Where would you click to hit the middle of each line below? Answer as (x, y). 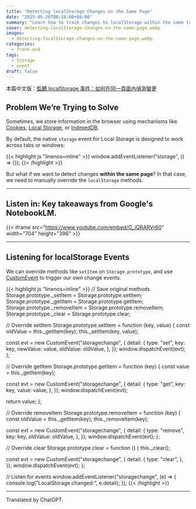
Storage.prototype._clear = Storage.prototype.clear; (69, 314)
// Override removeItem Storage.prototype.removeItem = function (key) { (93, 413)
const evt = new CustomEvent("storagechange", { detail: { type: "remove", (95, 430)
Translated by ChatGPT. (35, 500)
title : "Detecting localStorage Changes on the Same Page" (79, 11)
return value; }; (24, 401)
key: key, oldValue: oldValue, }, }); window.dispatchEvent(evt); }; (83, 437)
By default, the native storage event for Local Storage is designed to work (95, 139)
